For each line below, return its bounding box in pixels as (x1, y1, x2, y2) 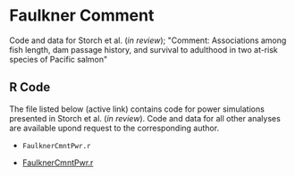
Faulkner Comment (9, 5, 155, 26)
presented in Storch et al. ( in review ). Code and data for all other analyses (9, 113, 282, 123)
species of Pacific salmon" (9, 54, 108, 64)
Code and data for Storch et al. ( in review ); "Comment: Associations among (9, 35, 287, 46)
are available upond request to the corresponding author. (9, 122, 220, 133)
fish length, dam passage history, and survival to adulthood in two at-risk (9, 44, 279, 54)
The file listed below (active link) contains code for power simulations (9, 104, 265, 114)
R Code (9, 80, 51, 95)
